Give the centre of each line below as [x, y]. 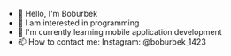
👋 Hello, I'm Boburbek [58, 14]
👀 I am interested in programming [78, 23]
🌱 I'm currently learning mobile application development [119, 32]
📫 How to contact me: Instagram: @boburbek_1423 [112, 42]
